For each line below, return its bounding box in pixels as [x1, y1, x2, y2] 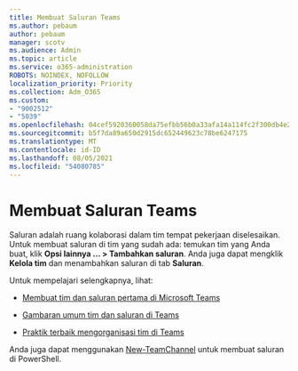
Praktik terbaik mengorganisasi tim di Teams [21, 327, 184, 338]
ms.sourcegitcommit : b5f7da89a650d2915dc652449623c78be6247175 [9, 129, 248, 138]
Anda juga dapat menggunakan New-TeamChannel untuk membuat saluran [9, 344, 285, 355]
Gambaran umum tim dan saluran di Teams [21, 310, 180, 320]
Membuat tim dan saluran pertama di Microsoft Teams [21, 293, 221, 303]
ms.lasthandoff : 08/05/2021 [9, 153, 114, 163]
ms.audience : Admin [9, 46, 82, 55]
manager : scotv [9, 37, 66, 47]
